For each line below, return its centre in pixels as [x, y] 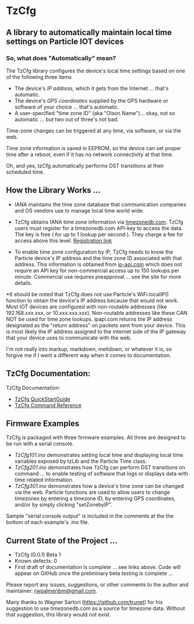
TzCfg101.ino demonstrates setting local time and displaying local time [99, 455]
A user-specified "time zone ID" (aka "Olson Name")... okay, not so [95, 113]
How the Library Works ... [53, 190]
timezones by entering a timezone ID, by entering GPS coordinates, [95, 498]
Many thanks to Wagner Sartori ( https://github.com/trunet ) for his [84, 602]
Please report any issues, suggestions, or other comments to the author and [97, 585]
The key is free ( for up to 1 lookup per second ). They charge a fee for [99, 234]
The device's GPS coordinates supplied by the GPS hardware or [91, 100]
